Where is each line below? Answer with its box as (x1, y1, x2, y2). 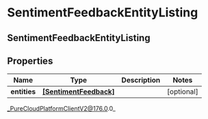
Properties (7, 55, 53, 66)
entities (10, 87, 36, 96)
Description (121, 75, 161, 85)
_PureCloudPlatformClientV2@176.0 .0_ (7, 105, 116, 113)
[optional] (166, 87, 198, 96)
